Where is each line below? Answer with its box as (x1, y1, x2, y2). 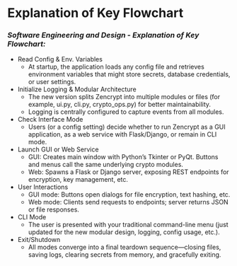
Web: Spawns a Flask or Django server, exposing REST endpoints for (28, 168, 229, 176)
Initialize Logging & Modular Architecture (17, 85, 137, 93)
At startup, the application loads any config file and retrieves (28, 62, 205, 71)
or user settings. (28, 78, 76, 86)
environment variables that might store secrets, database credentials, (28, 70, 231, 79)
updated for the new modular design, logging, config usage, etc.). (28, 228, 221, 236)
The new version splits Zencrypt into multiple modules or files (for (28, 93, 221, 101)
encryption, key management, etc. (28, 175, 129, 184)
